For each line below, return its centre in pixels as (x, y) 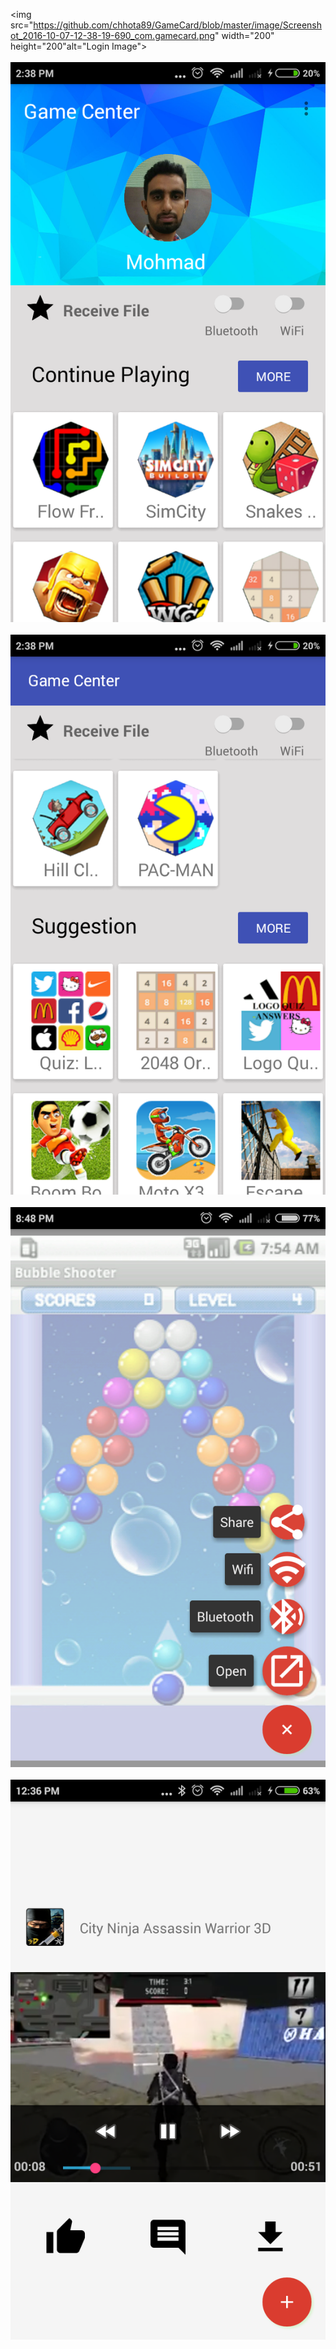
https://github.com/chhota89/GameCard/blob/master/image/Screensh (178, 25)
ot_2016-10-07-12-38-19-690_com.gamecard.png (113, 35)
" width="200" (244, 35)
